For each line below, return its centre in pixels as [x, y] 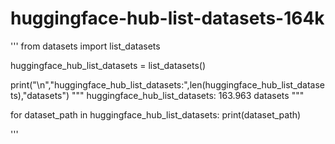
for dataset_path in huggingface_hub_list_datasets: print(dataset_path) [156, 114]
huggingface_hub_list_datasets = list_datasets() [108, 65]
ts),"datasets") [40, 95]
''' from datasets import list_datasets [85, 46]
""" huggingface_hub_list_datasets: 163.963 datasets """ [188, 95]
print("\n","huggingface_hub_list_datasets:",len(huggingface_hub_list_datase [168, 84]
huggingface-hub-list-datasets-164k [167, 18]
